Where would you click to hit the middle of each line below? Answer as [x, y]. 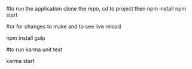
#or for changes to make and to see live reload [64, 26]
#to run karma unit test [34, 49]
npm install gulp [26, 38]
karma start [20, 61]
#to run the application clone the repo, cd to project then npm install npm [96, 9]
